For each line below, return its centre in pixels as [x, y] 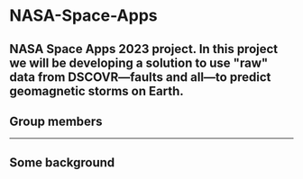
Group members [56, 121]
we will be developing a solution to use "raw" [139, 63]
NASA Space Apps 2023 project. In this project [144, 49]
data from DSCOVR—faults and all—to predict [140, 77]
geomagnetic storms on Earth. [96, 91]
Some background [62, 162]
